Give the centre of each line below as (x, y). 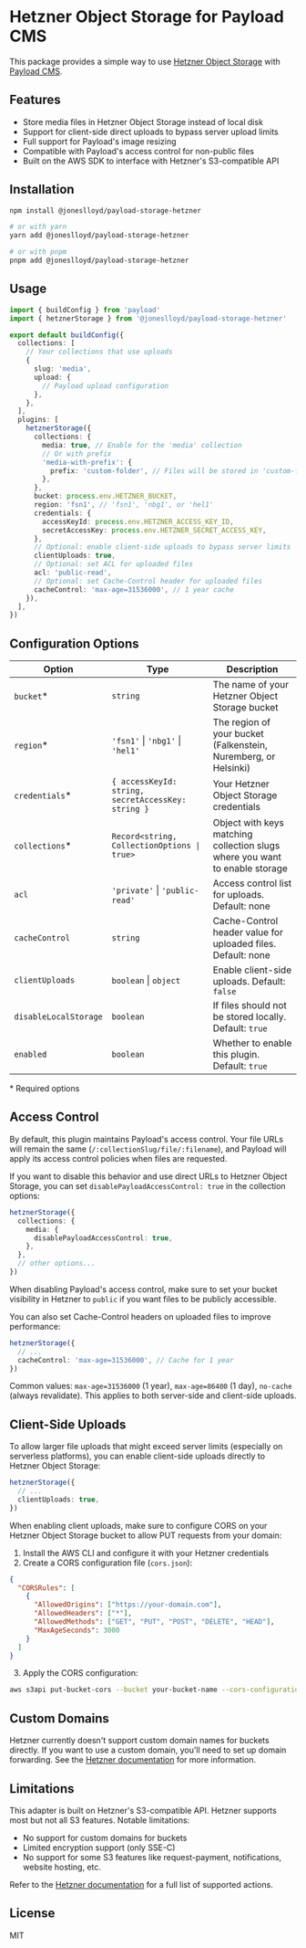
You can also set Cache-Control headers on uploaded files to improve (140, 1316)
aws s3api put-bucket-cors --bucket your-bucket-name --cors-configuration (156, 1690)
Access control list (252, 883)
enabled (31, 1055)
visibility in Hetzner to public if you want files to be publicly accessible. (143, 1299)
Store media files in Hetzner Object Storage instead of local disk (143, 121)
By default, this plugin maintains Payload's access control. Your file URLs (147, 1139)
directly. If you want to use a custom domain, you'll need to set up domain (148, 1750)
